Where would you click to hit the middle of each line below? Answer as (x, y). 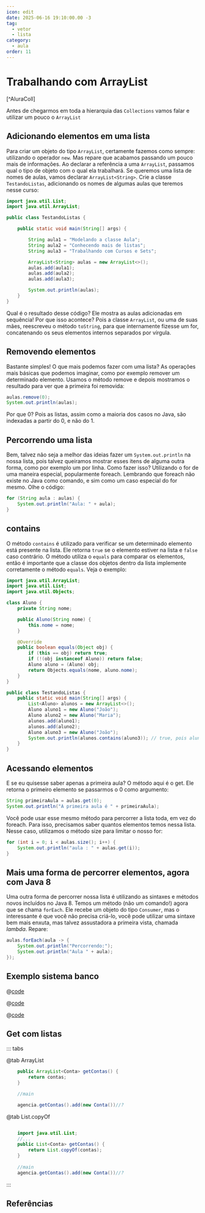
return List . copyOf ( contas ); (65, 1150)
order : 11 (19, 52)
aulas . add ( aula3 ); (52, 279)
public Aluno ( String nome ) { (54, 619)
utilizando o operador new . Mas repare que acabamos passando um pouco (100, 157)
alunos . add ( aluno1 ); (54, 721)
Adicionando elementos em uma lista (78, 136)
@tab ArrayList (25, 1060)
